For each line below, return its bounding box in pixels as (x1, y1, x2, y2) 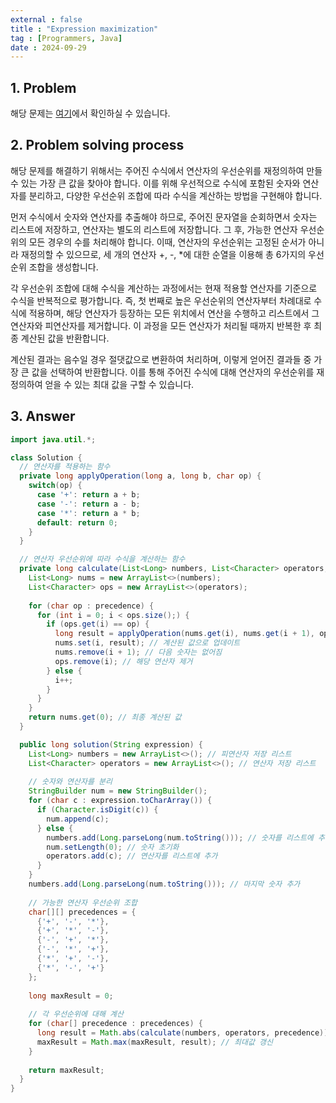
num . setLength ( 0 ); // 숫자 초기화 (46, 842, 180, 852)
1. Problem (10, 79, 77, 96)
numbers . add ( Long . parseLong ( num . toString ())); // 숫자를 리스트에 (46, 832, 314, 843)
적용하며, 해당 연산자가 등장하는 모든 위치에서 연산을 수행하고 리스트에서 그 (28, 307, 320, 319)
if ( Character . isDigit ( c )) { (36, 805, 159, 815)
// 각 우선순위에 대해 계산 (28, 1009, 124, 1020)
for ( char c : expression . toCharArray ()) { (28, 796, 213, 806)
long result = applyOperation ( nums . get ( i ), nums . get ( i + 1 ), (54, 629, 316, 639)
